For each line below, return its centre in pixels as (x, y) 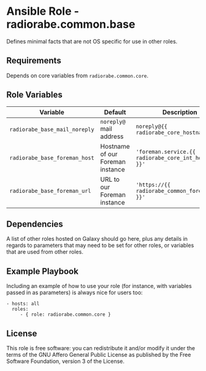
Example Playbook (42, 271)
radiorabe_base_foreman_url (50, 191)
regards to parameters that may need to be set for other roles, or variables (100, 245)
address (112, 136)
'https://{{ (153, 185)
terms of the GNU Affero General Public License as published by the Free (99, 355)
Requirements (34, 61)
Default (115, 112)
